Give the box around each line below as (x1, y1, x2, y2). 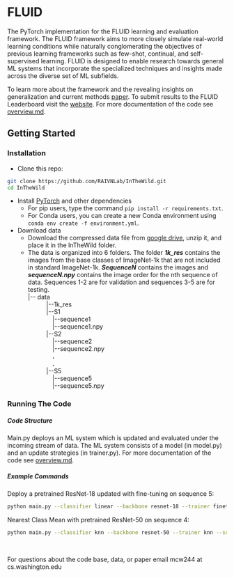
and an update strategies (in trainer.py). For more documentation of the (7, 448, 212, 457)
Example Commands (7, 471, 69, 481)
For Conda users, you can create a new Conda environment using (27, 212, 217, 220)
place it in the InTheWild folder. (27, 241, 117, 249)
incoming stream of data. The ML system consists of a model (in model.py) (7, 442, 223, 450)
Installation (7, 148, 47, 158)
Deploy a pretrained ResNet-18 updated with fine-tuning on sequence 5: (7, 490, 214, 498)
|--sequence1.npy (52, 322, 103, 331)
